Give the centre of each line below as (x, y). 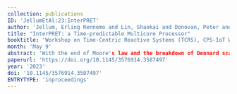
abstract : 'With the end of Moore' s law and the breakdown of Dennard (113, 54)
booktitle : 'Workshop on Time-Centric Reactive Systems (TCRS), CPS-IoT (116, 40)
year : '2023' (26, 66)
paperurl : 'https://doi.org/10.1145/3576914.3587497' (88, 60)
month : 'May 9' (30, 47)
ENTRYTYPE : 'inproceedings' (49, 80)
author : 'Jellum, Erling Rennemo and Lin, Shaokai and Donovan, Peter (113, 27)
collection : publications (45, 14)
